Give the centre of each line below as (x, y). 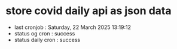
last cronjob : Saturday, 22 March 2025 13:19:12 (73, 27)
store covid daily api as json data (89, 11)
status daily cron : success (47, 40)
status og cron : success (45, 33)
